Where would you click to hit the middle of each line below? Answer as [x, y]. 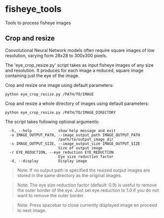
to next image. [32, 210]
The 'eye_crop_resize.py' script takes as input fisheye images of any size [80, 65]
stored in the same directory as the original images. [69, 175]
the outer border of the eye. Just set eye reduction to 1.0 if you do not [88, 190]
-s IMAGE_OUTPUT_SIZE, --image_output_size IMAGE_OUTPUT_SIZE [75, 144]
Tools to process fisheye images [38, 23]
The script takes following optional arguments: [52, 122]
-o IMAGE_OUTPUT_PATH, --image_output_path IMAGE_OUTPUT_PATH [75, 135]
